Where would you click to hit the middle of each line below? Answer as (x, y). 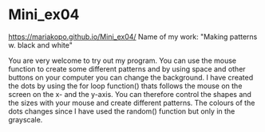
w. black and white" (41, 45)
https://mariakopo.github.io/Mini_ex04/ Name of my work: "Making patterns (133, 37)
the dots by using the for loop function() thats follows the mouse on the (125, 86)
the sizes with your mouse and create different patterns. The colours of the (132, 103)
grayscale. (26, 119)
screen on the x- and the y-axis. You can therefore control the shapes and (130, 94)
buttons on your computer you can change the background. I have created (131, 77)
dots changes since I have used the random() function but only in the (122, 111)
